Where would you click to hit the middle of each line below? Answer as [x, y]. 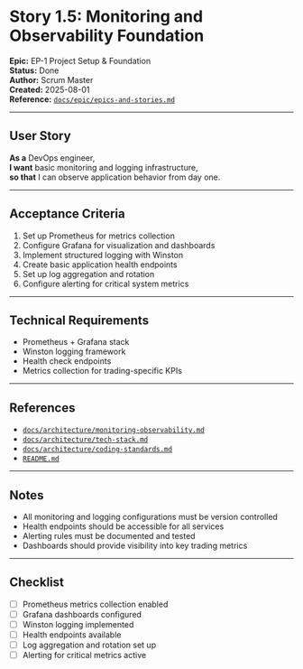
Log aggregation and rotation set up [89, 645]
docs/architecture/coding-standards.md [97, 450]
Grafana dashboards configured [82, 614]
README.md [41, 459]
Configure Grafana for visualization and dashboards [119, 245]
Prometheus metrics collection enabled [95, 604]
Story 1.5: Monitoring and [106, 17]
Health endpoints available [72, 635]
